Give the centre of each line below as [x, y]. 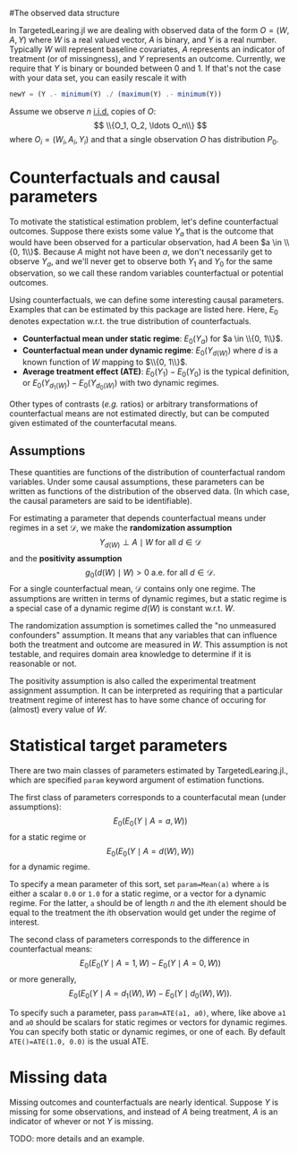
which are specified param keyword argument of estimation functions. [137, 780]
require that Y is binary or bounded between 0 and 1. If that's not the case [145, 68]
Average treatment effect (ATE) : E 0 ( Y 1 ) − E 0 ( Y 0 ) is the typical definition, [156, 372]
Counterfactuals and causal [115, 177]
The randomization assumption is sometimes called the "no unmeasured [143, 625]
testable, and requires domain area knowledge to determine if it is [131, 653]
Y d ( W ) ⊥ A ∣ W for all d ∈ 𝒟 [150, 543]
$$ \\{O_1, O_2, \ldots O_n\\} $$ [150, 125]
